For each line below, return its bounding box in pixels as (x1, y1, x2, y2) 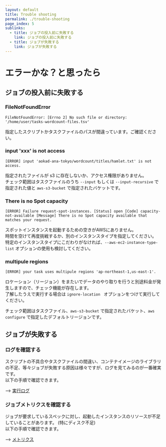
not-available (5, 213, 35, 219)
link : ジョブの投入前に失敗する (14, 35, 72, 40)
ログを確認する (5, 346, 41, 353)
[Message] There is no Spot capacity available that (36, 213, 148, 219)
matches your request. (5, 218, 52, 223)
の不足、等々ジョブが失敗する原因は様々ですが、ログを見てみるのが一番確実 (5, 365, 162, 371)
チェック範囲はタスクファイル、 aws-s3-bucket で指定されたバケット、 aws (5, 308, 155, 314)
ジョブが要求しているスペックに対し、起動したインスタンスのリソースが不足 (5, 413, 161, 420)
